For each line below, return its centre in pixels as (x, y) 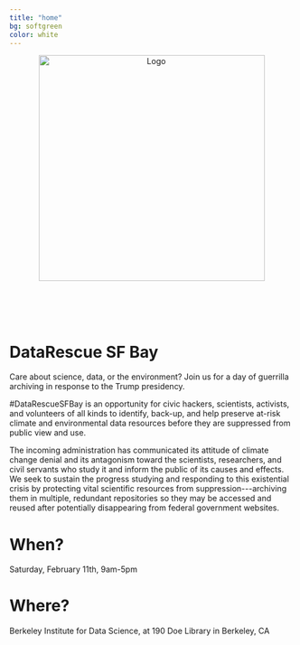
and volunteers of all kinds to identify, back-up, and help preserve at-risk (145, 414)
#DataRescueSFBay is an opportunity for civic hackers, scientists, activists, (150, 404)
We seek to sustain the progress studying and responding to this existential (149, 479)
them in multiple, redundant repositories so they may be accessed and (141, 499)
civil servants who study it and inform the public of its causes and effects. (147, 470)
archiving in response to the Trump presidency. (97, 387)
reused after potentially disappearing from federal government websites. (145, 508)
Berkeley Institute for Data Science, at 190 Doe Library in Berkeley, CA (140, 631)
